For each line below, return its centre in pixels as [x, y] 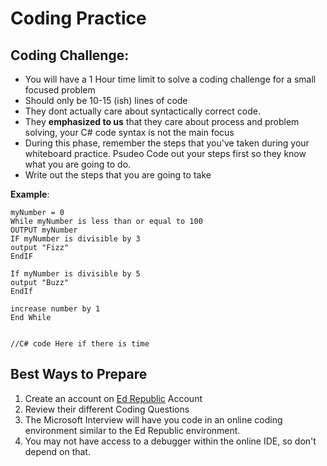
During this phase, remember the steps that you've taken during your [167, 143]
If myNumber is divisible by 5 [75, 274]
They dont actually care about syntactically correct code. [142, 111]
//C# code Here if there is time [80, 344]
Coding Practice [78, 18]
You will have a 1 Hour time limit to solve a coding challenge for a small [170, 79]
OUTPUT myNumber [44, 230]
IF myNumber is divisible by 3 [75, 239]
